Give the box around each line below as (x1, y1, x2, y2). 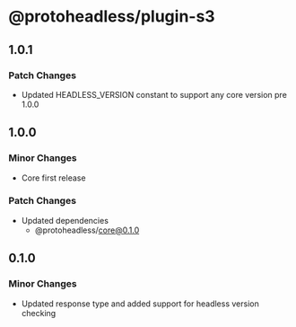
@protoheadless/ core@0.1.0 (34, 225, 140, 235)
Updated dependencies (21, 215, 109, 225)
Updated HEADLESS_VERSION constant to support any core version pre (21, 89, 288, 100)
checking (21, 307, 57, 318)
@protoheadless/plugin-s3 (8, 6, 216, 27)
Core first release (21, 172, 86, 183)
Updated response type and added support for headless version (21, 298, 259, 309)
